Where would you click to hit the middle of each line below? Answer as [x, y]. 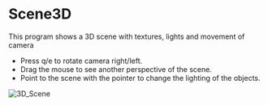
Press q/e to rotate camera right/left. [81, 61]
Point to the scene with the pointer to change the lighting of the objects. [140, 78]
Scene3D [40, 14]
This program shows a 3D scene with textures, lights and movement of [127, 36]
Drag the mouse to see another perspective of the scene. [116, 69]
